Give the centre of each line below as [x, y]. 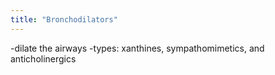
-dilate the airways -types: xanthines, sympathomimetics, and [137, 48]
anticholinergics [43, 58]
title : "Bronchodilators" [64, 19]
